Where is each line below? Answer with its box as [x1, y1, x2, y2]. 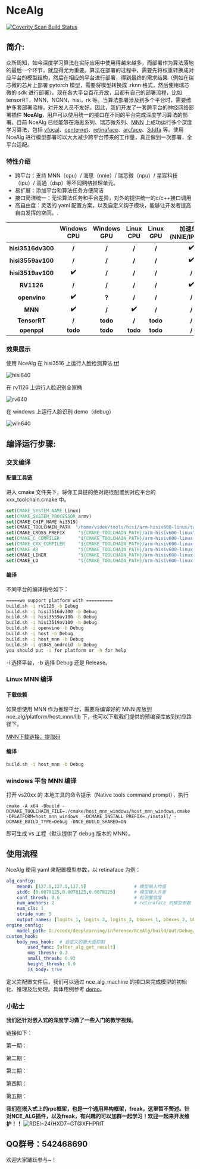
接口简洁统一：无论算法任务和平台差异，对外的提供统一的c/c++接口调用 [14, 194, 192, 201]
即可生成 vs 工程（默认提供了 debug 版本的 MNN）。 [6, 830, 134, 837]
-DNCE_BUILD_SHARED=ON [70, 819, 127, 825]
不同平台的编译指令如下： [6, 585, 69, 593]
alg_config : [6, 878, 36, 884]
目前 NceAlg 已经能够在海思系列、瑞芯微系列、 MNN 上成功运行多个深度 [16, 119, 192, 126]
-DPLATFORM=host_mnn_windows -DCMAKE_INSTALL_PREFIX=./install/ [6, 814, 171, 820]
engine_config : [6, 922, 44, 928]
